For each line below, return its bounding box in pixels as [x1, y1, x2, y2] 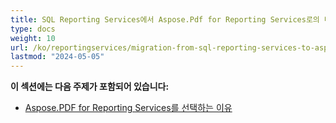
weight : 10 [10, 33, 56, 43]
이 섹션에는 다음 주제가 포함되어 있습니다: [10, 81, 170, 93]
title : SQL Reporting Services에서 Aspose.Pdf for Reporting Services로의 [10, 14, 320, 25]
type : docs [10, 24, 56, 34]
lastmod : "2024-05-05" [10, 52, 105, 62]
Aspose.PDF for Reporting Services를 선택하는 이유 [24, 102, 233, 114]
